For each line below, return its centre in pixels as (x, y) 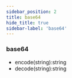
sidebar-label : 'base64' (37, 28)
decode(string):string (40, 68)
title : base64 (24, 17)
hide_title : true (27, 23)
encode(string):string (40, 62)
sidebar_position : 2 (32, 12)
